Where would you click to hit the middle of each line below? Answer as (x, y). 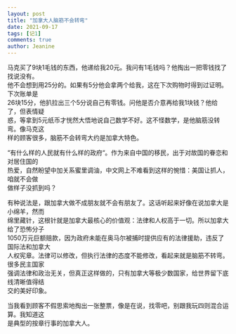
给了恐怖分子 (26, 229)
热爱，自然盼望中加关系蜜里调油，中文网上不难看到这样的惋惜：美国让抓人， (118, 170)
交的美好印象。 (29, 290)
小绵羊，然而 (26, 211)
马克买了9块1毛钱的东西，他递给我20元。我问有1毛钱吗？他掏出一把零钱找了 (117, 67)
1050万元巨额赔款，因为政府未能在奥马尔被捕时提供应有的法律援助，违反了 (116, 238)
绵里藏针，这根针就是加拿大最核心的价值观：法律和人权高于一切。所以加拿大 (118, 220)
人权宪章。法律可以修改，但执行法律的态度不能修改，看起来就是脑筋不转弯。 (118, 255)
